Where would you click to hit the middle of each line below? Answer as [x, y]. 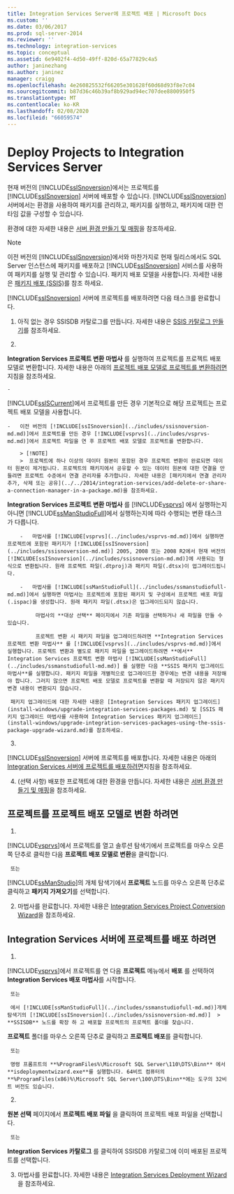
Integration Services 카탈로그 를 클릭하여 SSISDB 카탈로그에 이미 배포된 [108, 1151]
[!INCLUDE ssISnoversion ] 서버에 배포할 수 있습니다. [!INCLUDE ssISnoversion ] [117, 196]
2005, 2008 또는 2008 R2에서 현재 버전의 [171, 551]
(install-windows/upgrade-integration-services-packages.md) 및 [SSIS [111, 709]
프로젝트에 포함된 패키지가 [39, 544]
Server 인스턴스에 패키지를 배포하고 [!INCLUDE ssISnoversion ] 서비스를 [106, 265]
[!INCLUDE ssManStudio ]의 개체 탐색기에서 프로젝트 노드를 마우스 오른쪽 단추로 [116, 883]
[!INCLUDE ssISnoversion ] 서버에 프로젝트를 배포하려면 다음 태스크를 [102, 298]
